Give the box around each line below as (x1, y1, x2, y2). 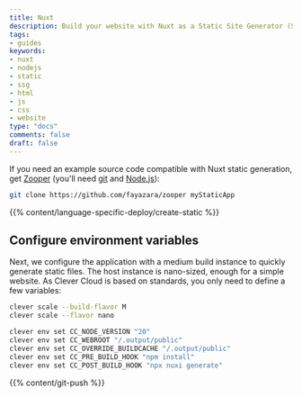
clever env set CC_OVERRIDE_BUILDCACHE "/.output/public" (9, 344, 231, 353)
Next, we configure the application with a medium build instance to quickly (9, 257, 286, 267)
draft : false (9, 139, 58, 148)
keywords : (9, 47, 47, 56)
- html (9, 88, 34, 97)
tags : (9, 30, 30, 39)
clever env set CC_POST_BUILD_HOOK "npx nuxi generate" (9, 361, 223, 370)
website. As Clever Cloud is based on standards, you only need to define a (9, 275, 286, 286)
